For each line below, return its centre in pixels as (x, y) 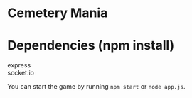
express (19, 65)
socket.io (21, 73)
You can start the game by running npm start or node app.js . (97, 87)
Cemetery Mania (58, 13)
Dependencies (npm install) (91, 46)
